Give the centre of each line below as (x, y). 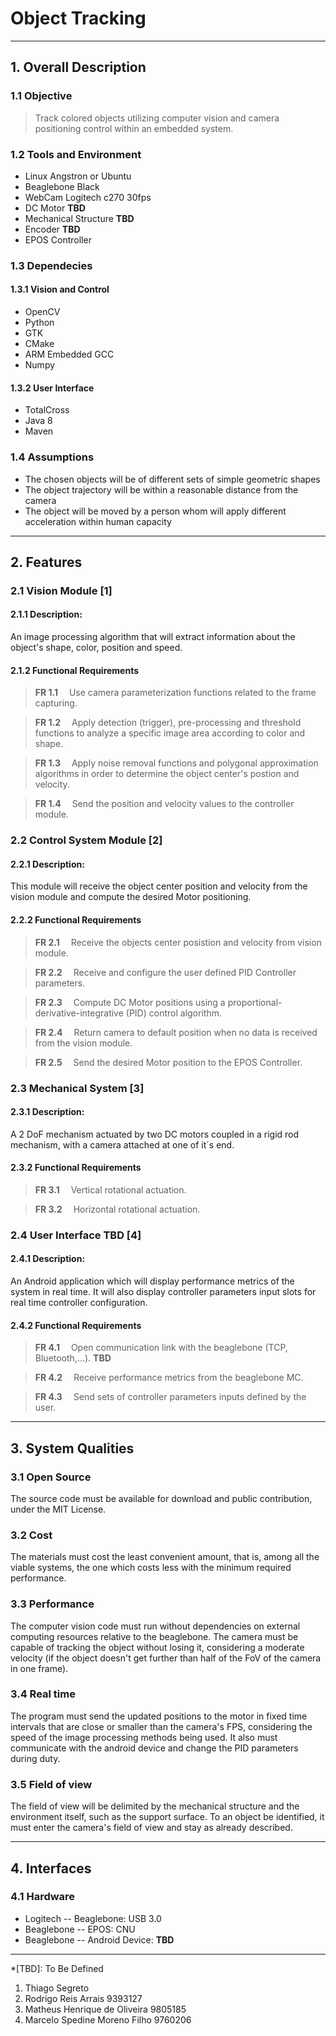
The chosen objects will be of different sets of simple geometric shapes (172, 479)
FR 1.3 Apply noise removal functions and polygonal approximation (176, 763)
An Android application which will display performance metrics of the (152, 1281)
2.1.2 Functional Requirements (75, 670)
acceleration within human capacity (98, 521)
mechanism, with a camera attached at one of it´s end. (122, 1144)
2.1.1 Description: (46, 614)
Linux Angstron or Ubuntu (78, 176)
